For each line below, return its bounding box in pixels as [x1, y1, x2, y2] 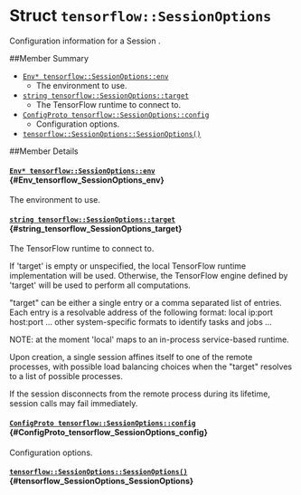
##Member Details [9, 146, 79, 157]
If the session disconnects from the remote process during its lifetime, [9, 388, 271, 399]
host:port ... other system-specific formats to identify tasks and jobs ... [9, 317, 273, 328]
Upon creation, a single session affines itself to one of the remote [9, 352, 253, 363]
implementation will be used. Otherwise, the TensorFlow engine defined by [9, 271, 288, 281]
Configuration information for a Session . [9, 35, 161, 46]
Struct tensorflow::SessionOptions [9, 5, 272, 26]
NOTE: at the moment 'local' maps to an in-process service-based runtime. [9, 334, 289, 345]
